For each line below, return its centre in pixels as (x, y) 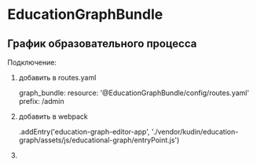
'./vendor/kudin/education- (195, 132)
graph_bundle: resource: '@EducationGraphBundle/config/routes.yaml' (134, 93)
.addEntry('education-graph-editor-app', (84, 132)
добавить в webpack (53, 116)
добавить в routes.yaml (57, 77)
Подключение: (32, 62)
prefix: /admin (41, 101)
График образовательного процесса (102, 44)
